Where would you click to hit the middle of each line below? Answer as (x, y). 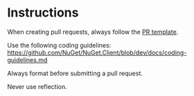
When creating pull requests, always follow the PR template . (93, 32)
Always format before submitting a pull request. (75, 73)
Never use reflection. (37, 86)
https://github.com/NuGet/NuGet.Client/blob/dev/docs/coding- (97, 52)
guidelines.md (27, 59)
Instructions (43, 13)
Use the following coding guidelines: (59, 45)
